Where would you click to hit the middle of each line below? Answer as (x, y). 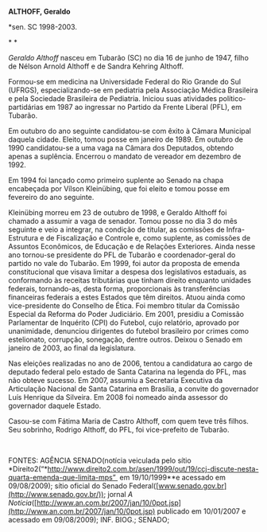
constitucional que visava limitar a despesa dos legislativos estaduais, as (128, 272)
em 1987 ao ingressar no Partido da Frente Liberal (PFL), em (143, 107)
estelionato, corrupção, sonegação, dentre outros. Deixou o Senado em (125, 339)
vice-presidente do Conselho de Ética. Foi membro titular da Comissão (124, 305)
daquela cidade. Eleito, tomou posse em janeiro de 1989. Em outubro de (126, 139)
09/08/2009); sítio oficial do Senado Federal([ (83, 486)
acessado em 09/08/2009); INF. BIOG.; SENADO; (89, 520)
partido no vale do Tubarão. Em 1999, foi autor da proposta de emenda (124, 263)
